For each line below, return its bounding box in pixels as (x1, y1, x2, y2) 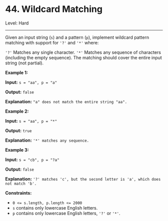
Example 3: (5, 147, 29, 153)
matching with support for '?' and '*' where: (5, 39, 99, 45)
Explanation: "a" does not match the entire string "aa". (5, 98, 127, 104)
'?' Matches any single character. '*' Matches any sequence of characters (5, 49, 161, 55)
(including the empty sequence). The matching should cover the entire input (5, 54, 162, 60)
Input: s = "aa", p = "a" (5, 79, 57, 85)
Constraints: (5, 190, 32, 196)
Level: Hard (5, 20, 29, 26)
